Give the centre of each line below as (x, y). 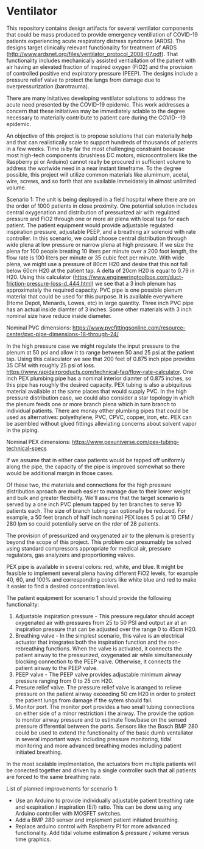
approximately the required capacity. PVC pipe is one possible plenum (94, 290)
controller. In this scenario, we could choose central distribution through (97, 238)
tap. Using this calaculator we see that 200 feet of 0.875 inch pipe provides (101, 359)
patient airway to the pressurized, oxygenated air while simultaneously (104, 655)
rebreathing (30, 648)
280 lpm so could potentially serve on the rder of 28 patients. (83, 523)
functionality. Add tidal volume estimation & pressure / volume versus (102, 833)
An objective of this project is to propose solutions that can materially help (100, 136)
